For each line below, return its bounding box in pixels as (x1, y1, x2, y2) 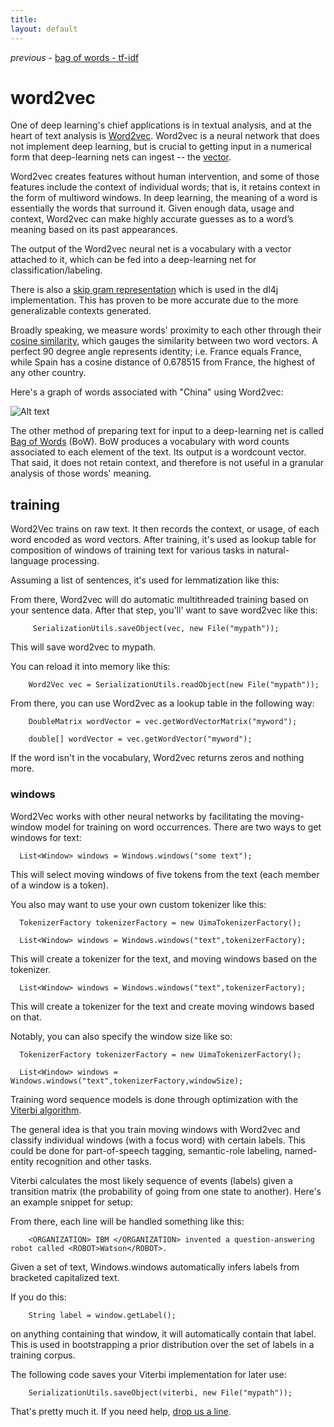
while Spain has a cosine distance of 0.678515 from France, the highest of (10, 356, 316, 368)
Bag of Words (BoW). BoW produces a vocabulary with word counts (10, 436, 290, 448)
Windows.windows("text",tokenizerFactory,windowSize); (10, 1076, 244, 1086)
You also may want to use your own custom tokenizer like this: (10, 898, 267, 910)
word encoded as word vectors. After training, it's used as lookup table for (10, 534, 317, 546)
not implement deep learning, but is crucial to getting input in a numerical (10, 141, 312, 153)
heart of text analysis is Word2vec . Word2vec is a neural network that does (10, 130, 320, 142)
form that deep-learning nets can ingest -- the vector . (10, 151, 232, 163)
